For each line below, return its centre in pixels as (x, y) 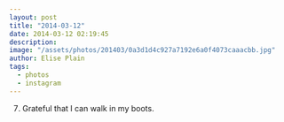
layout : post (33, 17)
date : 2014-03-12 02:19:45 (59, 34)
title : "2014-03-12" (47, 26)
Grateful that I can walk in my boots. (88, 108)
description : (33, 42)
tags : (19, 67)
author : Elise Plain (47, 58)
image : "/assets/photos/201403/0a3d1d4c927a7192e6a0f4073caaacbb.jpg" (142, 50)
